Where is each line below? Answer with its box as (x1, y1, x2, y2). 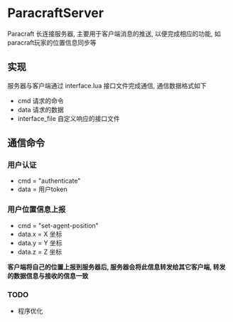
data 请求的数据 (17, 105, 64, 114)
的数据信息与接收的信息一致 (7, 272, 89, 280)
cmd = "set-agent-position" (17, 221, 99, 230)
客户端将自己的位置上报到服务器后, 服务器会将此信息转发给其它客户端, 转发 (7, 262, 226, 271)
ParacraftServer (7, 5, 104, 21)
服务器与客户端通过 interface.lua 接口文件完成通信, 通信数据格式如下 (7, 81, 207, 90)
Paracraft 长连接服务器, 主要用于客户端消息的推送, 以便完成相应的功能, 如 (7, 29, 222, 38)
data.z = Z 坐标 (17, 247, 63, 256)
